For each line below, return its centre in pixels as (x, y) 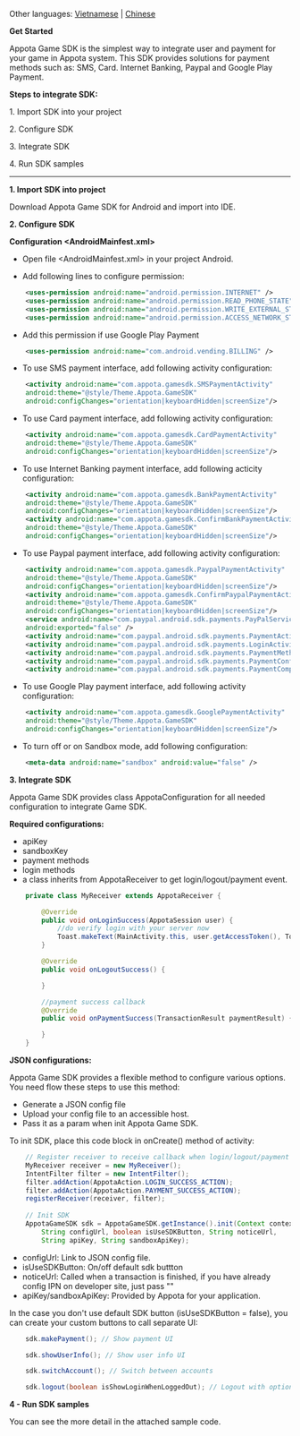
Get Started (31, 31)
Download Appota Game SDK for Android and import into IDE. (123, 207)
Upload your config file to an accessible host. (106, 1114)
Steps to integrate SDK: (54, 94)
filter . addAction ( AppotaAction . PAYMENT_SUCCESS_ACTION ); (133, 1191)
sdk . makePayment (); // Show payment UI (100, 1338)
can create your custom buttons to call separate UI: (104, 1322)
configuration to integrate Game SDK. (78, 807)
